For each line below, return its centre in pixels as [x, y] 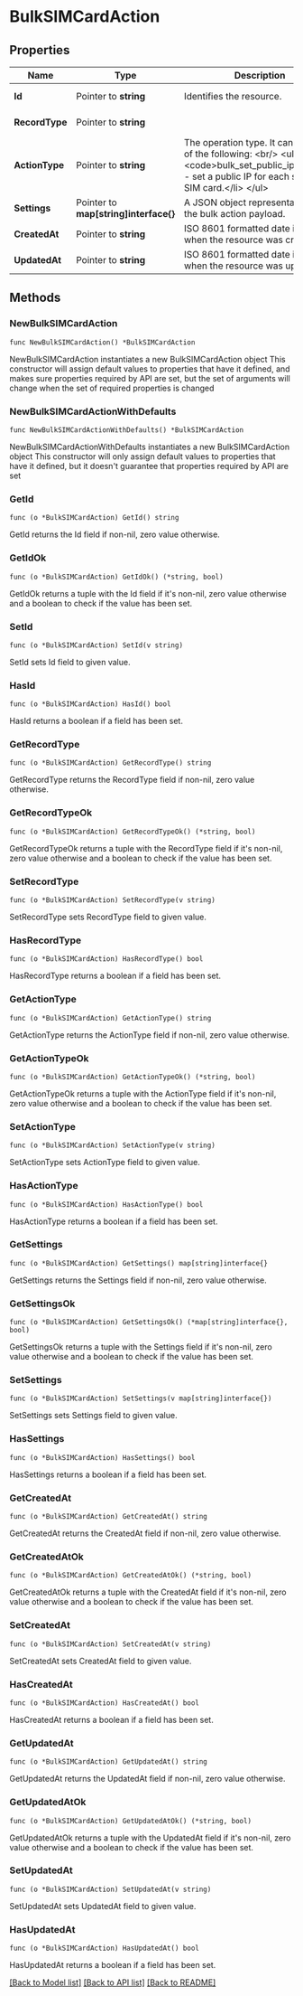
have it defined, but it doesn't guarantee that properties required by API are [149, 466]
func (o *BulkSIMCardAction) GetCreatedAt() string [108, 1517]
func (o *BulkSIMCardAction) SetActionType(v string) [113, 1145]
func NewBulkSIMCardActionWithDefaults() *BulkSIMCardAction [127, 430]
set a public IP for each [241, 176]
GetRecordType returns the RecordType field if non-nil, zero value [132, 780]
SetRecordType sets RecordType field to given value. [108, 917]
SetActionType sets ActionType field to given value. [105, 1163]
